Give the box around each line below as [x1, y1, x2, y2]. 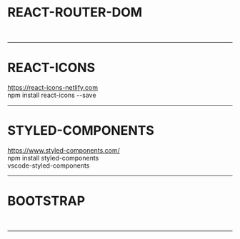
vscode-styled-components [7, 161, 90, 170]
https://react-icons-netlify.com [7, 83, 99, 91]
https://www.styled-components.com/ [7, 146, 120, 154]
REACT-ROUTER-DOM [7, 4, 143, 21]
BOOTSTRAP [7, 193, 86, 209]
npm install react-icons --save [7, 91, 96, 99]
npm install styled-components [7, 153, 99, 162]
